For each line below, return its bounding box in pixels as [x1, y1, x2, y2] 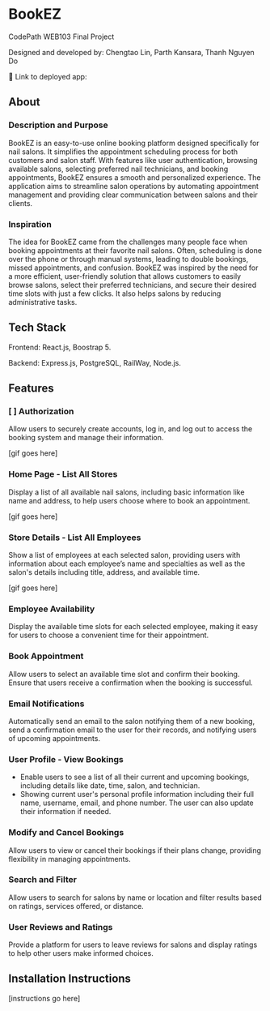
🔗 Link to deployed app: [8, 71, 87, 81]
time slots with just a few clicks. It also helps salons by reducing [8, 289, 221, 298]
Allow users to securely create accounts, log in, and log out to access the [8, 424, 253, 434]
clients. [8, 198, 33, 208]
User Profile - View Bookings [8, 753, 124, 765]
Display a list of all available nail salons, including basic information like [8, 487, 245, 497]
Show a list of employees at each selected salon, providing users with [8, 550, 241, 560]
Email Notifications [8, 698, 85, 709]
